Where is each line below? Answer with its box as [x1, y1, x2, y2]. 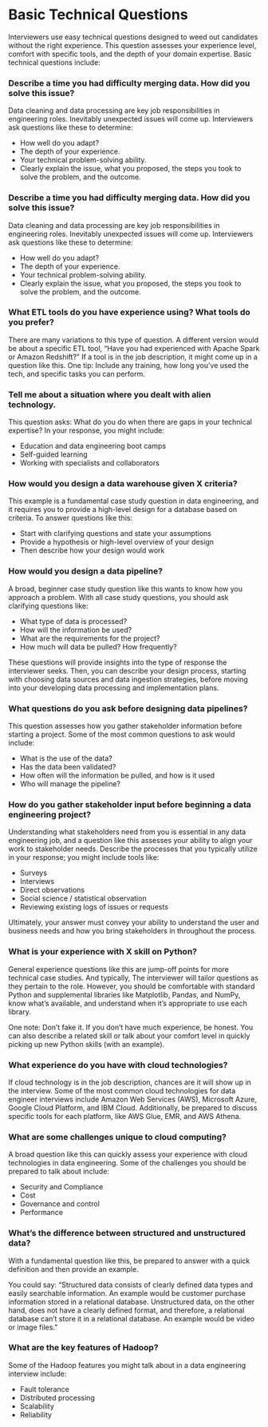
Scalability [19, 1401, 54, 1411]
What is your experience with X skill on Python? [8, 946, 198, 957]
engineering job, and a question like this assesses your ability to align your [8, 836, 253, 845]
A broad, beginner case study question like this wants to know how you [8, 584, 243, 594]
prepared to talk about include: [8, 1166, 110, 1177]
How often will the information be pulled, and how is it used [19, 770, 215, 781]
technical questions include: [8, 58, 101, 67]
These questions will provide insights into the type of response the [8, 658, 227, 667]
